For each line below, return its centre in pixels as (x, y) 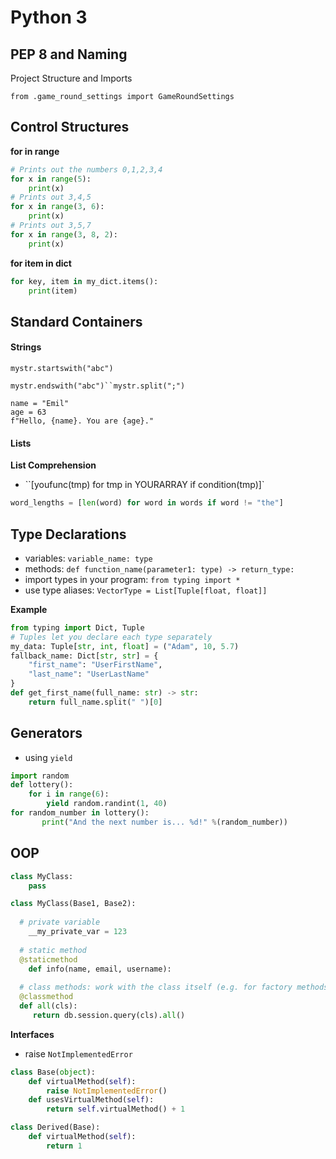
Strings (26, 347)
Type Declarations (68, 534)
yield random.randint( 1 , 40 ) (107, 804)
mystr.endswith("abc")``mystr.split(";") (98, 386)
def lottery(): (42, 785)
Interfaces (32, 1034)
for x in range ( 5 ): (51, 179)
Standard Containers (76, 321)
